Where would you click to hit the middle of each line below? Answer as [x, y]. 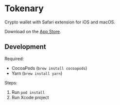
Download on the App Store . [33, 31]
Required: [14, 59]
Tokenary [24, 9]
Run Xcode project [30, 97]
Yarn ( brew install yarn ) [37, 73]
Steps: [11, 83]
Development [26, 47]
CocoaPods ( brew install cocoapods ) [49, 68]
